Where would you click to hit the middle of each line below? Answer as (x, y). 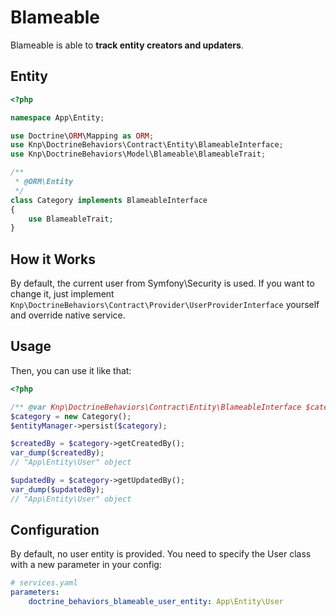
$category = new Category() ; (71, 416)
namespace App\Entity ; (57, 117)
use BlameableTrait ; (71, 219)
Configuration (55, 530)
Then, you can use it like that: (71, 370)
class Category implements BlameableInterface (109, 200)
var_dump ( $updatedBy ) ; (57, 489)
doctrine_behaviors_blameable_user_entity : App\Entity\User (156, 602)
